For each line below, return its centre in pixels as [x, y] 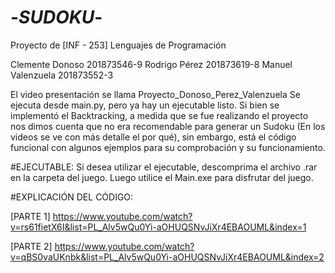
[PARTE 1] [30, 216]
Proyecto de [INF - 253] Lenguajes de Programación [118, 45]
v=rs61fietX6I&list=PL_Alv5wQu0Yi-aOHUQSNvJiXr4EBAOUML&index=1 [158, 227]
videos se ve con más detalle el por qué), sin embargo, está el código [153, 137]
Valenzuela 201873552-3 [62, 75]
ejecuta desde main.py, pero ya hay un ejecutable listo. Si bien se [145, 105]
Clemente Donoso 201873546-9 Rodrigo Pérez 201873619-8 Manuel [151, 64]
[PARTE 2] [31, 246]
